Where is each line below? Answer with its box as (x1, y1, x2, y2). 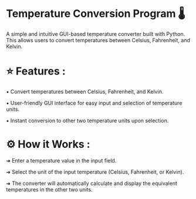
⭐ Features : (6, 65, 66, 78)
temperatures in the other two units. (6, 185, 93, 193)
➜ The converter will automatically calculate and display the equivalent (6, 180, 178, 187)
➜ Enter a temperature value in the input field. (6, 157, 117, 164)
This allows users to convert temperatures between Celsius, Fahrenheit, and (6, 36, 191, 43)
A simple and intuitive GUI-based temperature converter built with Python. (6, 30, 185, 38)
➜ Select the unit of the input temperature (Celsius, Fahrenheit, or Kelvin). (6, 168, 184, 176)
